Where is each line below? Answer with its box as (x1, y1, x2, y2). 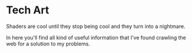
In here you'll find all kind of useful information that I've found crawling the (6, 34, 186, 41)
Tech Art (6, 3, 49, 17)
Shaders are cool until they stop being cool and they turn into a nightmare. (6, 23, 186, 30)
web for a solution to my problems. (6, 40, 90, 47)
